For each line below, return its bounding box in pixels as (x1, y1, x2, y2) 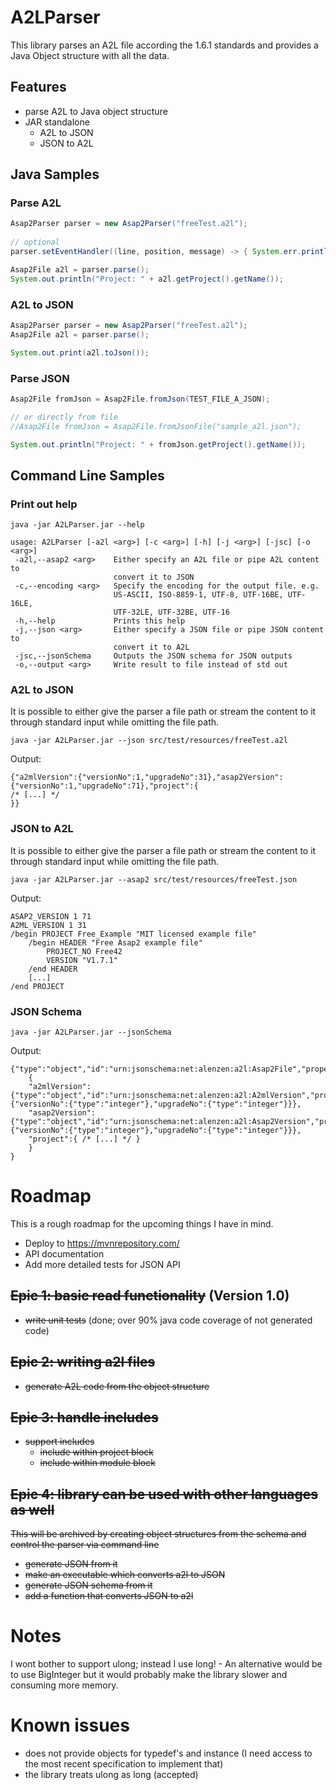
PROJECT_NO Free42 (46, 946, 123, 956)
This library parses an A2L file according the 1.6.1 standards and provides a (10, 39, 319, 51)
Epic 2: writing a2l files (10, 1354, 156, 1371)
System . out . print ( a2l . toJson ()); (10, 347, 150, 358)
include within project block (39, 1446, 155, 1458)
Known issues (10, 1714, 130, 1737)
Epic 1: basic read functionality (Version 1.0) (10, 1287, 290, 1305)
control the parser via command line (10, 1539, 160, 1551)
